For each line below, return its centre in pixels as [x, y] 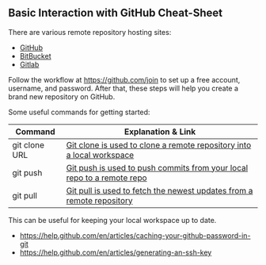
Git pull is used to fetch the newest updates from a [160, 190]
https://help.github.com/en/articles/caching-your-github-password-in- [135, 235]
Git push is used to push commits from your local [157, 167]
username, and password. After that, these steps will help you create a [123, 88]
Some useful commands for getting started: [79, 112]
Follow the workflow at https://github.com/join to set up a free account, [124, 79]
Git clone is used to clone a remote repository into [159, 144]
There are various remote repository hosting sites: [90, 32]
